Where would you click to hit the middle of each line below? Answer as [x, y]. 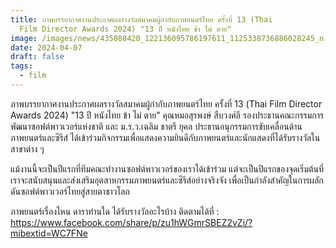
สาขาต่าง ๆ [27, 148]
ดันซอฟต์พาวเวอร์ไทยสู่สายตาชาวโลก [70, 191]
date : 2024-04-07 [46, 47]
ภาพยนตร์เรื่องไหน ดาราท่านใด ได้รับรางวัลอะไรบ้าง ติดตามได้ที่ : [115, 211]
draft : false [37, 57]
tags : [21, 66]
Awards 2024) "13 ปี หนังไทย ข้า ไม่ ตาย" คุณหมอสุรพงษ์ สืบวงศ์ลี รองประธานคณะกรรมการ [167, 115]
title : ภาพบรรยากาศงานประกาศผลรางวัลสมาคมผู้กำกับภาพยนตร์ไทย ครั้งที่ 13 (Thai [141, 19]
